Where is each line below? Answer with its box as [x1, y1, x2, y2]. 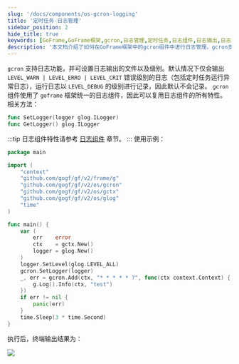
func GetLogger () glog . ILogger [7, 121, 100, 128]
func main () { [7, 221, 50, 228]
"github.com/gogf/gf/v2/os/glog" [20, 195, 119, 202]
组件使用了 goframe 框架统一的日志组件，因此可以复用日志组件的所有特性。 [7, 91, 226, 99]
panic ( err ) [33, 300, 65, 308]
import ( [7, 161, 33, 168]
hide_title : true [7, 30, 59, 38]
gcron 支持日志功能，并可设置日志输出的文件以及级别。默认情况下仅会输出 [7, 64, 225, 72]
